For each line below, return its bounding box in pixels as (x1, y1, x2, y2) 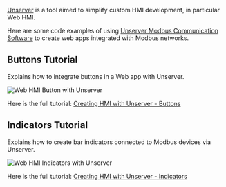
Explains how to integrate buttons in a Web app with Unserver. (7, 72, 185, 80)
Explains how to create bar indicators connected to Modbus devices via (7, 138, 211, 146)
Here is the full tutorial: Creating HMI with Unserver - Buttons (7, 99, 181, 107)
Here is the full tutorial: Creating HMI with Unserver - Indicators (7, 172, 188, 180)
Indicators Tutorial (7, 119, 88, 131)
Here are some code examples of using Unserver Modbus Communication (7, 27, 219, 35)
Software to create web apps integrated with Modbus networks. (7, 34, 189, 42)
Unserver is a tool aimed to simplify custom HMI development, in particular (7, 6, 220, 14)
